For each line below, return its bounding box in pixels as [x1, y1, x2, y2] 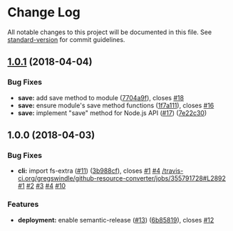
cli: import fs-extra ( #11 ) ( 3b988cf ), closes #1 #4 [17, 166, 161, 175]
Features [7, 200, 39, 210]
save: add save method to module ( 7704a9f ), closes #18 [17, 93, 184, 102]
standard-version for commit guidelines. [7, 35, 125, 43]
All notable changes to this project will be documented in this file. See [7, 28, 212, 36]
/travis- [162, 166, 184, 175]
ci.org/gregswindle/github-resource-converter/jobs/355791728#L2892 [17, 174, 227, 183]
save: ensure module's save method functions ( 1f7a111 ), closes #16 [17, 101, 214, 109]
